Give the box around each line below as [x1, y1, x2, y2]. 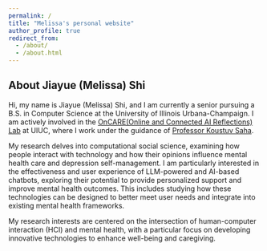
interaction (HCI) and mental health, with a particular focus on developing [8, 225, 251, 234]
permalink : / [8, 11, 52, 20]
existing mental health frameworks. [8, 200, 125, 210]
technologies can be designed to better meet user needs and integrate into [8, 192, 256, 201]
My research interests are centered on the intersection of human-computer [8, 216, 257, 225]
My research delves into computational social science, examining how [8, 141, 241, 151]
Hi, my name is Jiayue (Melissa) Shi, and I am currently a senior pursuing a [8, 99, 255, 109]
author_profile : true [8, 26, 81, 34]
